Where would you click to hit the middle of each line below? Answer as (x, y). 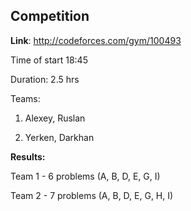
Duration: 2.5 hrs (45, 79)
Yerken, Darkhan (59, 137)
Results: (28, 156)
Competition (50, 16)
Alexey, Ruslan (55, 118)
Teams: (25, 98)
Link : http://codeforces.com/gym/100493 (96, 40)
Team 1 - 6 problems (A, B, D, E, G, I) (85, 176)
